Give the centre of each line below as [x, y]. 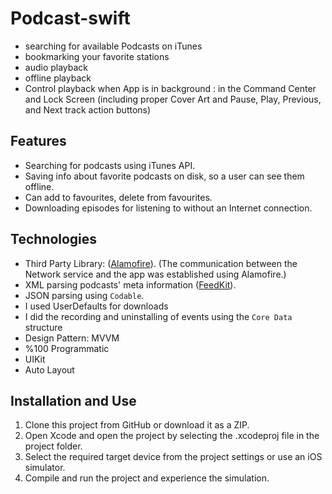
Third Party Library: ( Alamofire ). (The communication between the [161, 263]
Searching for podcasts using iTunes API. [110, 165]
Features [38, 141]
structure [43, 327]
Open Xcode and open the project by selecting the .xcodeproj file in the [172, 436]
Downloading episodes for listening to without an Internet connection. [168, 208]
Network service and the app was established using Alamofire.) [155, 274]
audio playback [56, 67]
